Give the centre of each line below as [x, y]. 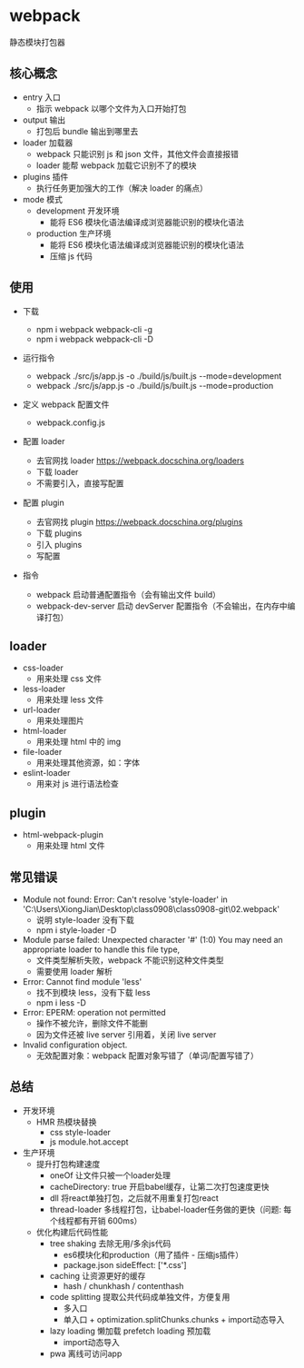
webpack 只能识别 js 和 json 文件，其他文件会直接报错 [137, 154]
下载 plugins [59, 533]
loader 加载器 [48, 143]
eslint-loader [46, 773]
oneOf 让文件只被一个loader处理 [110, 1175]
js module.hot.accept [89, 1142]
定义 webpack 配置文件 [66, 404]
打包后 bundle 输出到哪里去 [87, 131]
